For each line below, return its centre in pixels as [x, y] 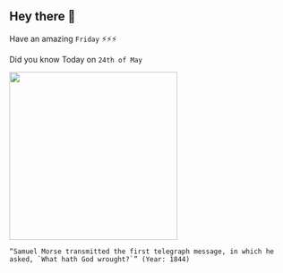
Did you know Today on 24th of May [76, 59]
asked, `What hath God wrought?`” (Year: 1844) [100, 259]
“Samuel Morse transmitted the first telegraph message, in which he [142, 252]
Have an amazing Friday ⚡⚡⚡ [63, 38]
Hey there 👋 [43, 17]
